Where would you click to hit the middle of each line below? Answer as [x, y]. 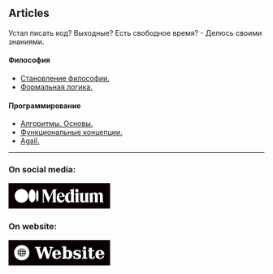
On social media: [42, 170]
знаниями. [26, 41]
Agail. [30, 141]
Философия [29, 60]
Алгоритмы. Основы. [56, 124]
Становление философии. [65, 78]
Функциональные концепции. [71, 133]
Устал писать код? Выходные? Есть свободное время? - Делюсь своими [135, 33]
